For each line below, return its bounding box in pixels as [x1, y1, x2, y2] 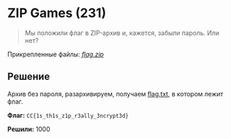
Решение [7, 71, 50, 83]
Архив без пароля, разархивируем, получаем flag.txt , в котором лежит [7, 89, 224, 98]
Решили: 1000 [7, 125, 51, 133]
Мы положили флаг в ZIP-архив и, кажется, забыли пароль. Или [24, 29, 220, 37]
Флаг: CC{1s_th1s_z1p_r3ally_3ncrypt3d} [7, 110, 129, 119]
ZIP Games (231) [7, 5, 107, 21]
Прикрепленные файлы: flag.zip [7, 50, 104, 58]
